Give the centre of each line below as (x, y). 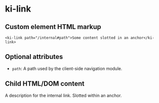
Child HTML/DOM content (45, 84)
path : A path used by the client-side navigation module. (67, 68)
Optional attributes (34, 57)
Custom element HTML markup (53, 27)
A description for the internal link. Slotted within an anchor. (63, 95)
